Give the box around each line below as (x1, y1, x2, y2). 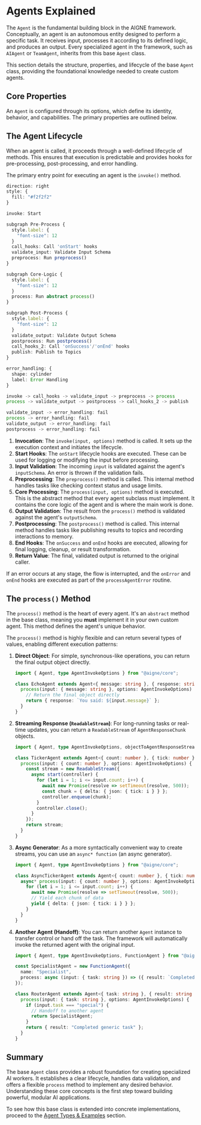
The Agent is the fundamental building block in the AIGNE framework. (6, 24, 176, 31)
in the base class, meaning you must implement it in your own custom (6, 616, 179, 623)
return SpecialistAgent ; (31, 1013, 93, 1019)
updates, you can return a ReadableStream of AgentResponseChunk (27, 726, 186, 733)
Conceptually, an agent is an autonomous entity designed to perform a (6, 30, 181, 37)
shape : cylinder (11, 371, 52, 377)
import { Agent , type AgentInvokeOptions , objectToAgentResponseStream (14, 744, 197, 750)
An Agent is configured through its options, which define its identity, (6, 107, 173, 115)
